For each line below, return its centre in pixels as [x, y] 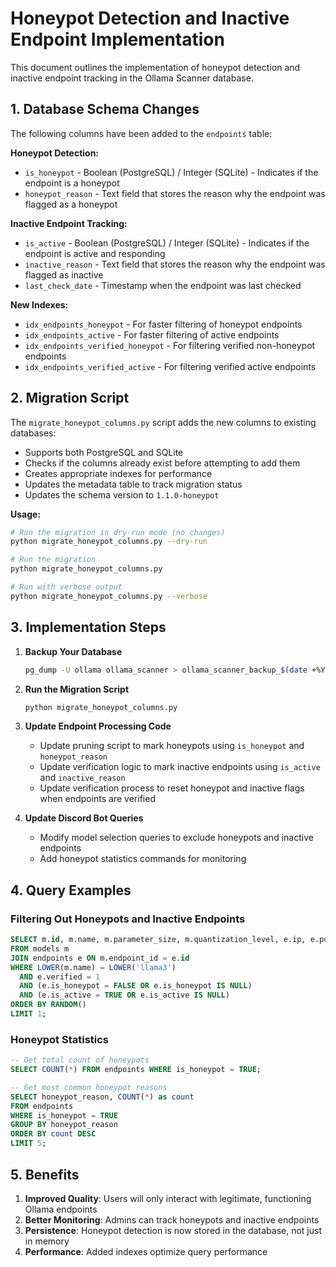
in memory [47, 1241]
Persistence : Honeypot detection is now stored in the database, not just [173, 1230]
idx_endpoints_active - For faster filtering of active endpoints [152, 334]
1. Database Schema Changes [105, 109]
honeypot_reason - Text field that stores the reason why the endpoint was [175, 193]
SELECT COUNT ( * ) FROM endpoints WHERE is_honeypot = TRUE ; [136, 1070]
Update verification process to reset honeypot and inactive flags [172, 788]
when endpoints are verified [97, 799]
